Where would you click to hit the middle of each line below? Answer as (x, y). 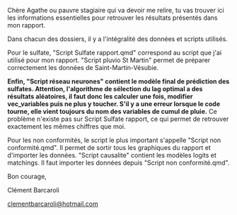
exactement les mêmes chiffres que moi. (67, 126)
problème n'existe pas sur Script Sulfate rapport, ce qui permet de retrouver (118, 119)
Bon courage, (27, 176)
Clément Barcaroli (34, 190)
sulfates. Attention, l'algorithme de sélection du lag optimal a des (105, 89)
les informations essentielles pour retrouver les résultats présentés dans (112, 18)
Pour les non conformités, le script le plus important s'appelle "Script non (114, 140)
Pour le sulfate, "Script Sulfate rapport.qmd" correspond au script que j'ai (115, 53)
